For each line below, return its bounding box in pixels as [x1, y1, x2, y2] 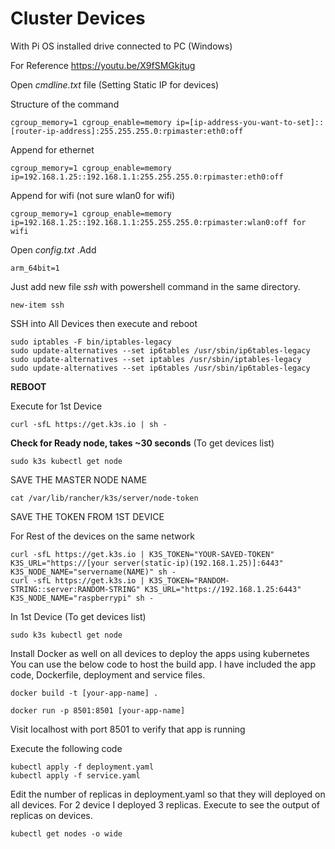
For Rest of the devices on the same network [10, 530, 196, 542]
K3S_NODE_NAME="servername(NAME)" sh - [10, 567, 177, 577]
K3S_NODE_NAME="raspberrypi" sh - [10, 593, 155, 603]
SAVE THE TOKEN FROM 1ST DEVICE [10, 510, 165, 522]
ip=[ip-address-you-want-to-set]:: [175, 117, 325, 127]
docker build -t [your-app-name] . [10, 688, 159, 698]
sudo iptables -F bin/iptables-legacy [10, 337, 172, 347]
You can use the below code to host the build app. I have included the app [10, 658, 316, 670]
